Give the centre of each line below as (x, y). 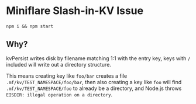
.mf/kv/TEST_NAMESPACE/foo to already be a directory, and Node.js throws (94, 88)
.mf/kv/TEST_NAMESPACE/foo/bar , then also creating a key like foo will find (94, 82)
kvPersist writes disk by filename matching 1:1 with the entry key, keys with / (98, 58)
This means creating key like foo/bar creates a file (67, 76)
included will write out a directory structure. (59, 64)
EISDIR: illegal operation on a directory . (59, 94)
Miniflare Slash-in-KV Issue (75, 11)
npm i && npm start (30, 26)
